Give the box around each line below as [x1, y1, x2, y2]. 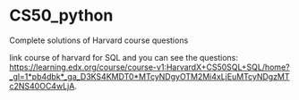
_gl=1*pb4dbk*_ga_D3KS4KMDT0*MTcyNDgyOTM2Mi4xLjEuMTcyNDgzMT [9, 71, 290, 81]
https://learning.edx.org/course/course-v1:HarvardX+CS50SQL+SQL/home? [9, 62, 290, 72]
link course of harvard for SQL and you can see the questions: [9, 52, 239, 62]
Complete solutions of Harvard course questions [9, 35, 189, 46]
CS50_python [9, 5, 114, 26]
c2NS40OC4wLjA [9, 80, 75, 91]
